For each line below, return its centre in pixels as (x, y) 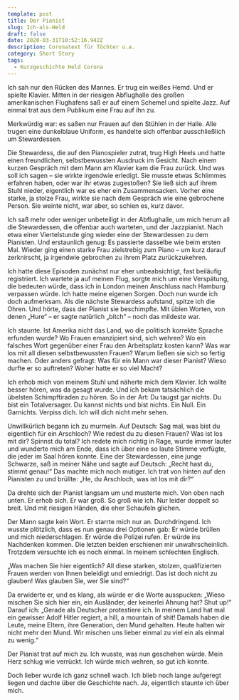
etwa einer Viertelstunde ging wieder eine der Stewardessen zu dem (108, 234)
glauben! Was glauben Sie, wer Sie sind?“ (68, 580)
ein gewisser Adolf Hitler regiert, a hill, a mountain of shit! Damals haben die (118, 617)
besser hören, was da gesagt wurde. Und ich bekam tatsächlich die (106, 390)
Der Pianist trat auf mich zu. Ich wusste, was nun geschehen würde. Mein (115, 654)
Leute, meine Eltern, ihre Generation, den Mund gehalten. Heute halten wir (116, 625)
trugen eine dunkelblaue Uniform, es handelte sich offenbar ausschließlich (116, 131)
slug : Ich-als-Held (36, 27)
